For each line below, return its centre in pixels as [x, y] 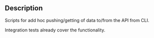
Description [24, 8]
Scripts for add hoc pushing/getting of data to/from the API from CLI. [77, 20]
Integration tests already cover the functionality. [55, 30]
